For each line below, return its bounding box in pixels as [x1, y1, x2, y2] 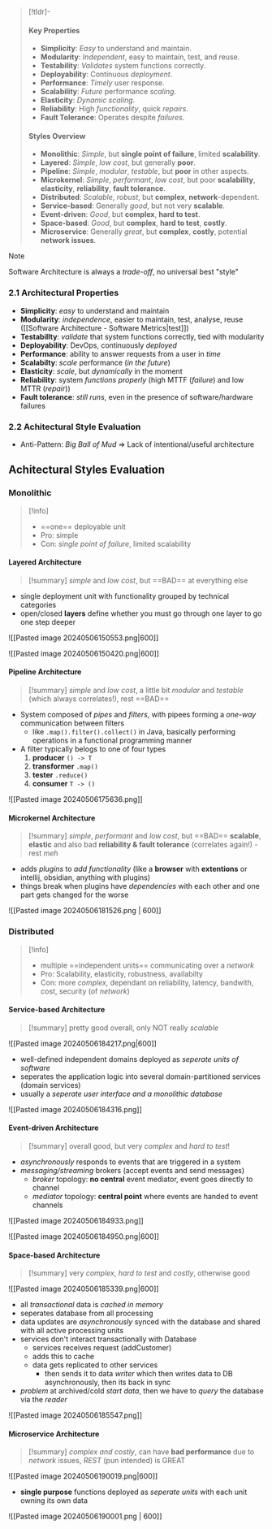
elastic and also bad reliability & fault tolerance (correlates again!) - [28, 840, 258, 850]
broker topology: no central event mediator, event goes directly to [32, 1174, 253, 1184]
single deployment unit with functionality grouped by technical [19, 591, 230, 600]
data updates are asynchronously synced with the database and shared [19, 1317, 261, 1327]
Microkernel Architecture [8, 812, 96, 823]
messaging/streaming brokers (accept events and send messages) [19, 1166, 245, 1175]
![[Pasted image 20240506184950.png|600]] [8, 1232, 160, 1241]
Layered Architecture [8, 557, 82, 567]
